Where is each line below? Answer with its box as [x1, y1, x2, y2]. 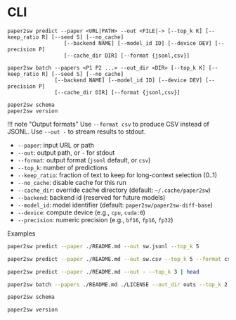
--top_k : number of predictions [17, 163, 107, 172]
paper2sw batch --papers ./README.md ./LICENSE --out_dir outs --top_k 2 [7, 281, 228, 288]
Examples [7, 229, 36, 238]
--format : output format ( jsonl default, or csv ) [17, 155, 151, 164]
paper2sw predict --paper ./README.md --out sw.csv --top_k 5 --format [7, 255, 221, 262]
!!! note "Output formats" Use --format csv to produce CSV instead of [7, 120, 209, 128]
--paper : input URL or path [17, 141, 95, 149]
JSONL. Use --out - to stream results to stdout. [7, 127, 146, 136]
